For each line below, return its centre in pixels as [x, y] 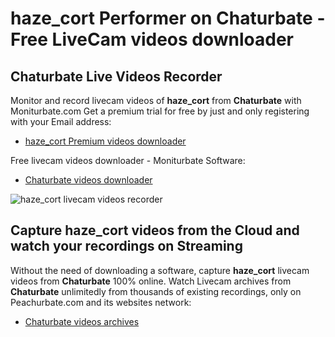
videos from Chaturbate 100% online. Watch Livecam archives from [151, 281]
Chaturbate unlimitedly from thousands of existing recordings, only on [156, 291]
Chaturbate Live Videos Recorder [116, 76]
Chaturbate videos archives [82, 321]
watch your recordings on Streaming [126, 246]
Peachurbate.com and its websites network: [101, 302]
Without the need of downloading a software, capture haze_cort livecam [160, 270]
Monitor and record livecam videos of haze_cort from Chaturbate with [156, 100]
